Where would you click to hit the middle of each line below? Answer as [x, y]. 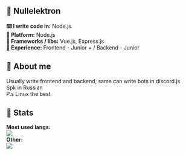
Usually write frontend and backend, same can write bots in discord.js [93, 81]
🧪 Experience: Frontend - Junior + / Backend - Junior [73, 47]
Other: [14, 140]
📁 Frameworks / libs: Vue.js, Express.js [55, 41]
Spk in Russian [25, 87]
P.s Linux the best [28, 93]
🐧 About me [29, 67]
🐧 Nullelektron [34, 11]
